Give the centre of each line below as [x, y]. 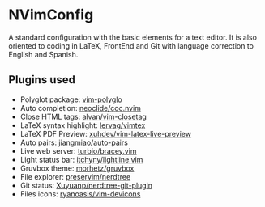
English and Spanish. [43, 54]
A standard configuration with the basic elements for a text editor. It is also [133, 37]
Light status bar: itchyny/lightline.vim [81, 159]
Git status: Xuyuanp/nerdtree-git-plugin [86, 185]
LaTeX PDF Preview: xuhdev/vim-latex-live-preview [106, 133]
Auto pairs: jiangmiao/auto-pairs [74, 142]
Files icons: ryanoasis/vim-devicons [80, 194]
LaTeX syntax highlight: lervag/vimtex [83, 125]
